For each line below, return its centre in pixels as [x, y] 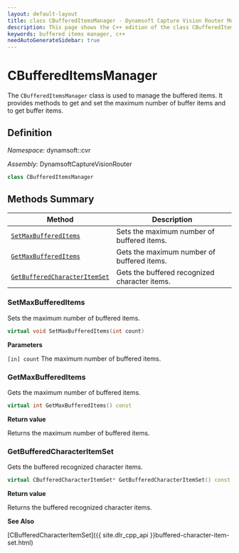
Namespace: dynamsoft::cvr [49, 150]
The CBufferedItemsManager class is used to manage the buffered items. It [115, 95]
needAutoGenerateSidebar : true [54, 41]
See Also [21, 522]
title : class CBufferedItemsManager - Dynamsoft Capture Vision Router [116, 21]
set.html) [20, 543]
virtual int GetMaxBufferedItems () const [70, 406]
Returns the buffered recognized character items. [80, 507]
